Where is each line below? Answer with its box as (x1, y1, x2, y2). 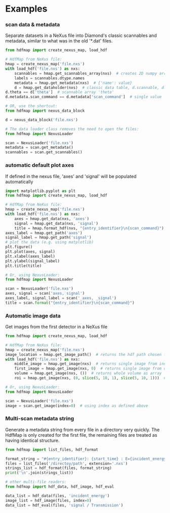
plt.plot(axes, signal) (5, 249, 56, 254)
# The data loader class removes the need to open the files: (5, 126, 139, 131)
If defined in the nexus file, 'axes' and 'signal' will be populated (5, 173, 137, 179)
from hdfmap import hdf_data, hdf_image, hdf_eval (5, 484, 114, 489)
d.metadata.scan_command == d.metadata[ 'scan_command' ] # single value (5, 95, 162, 100)
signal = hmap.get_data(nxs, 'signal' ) (14, 221, 99, 226)
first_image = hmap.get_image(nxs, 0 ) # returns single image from (14, 366, 162, 371)
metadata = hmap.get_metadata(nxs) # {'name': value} (14, 80, 133, 85)
